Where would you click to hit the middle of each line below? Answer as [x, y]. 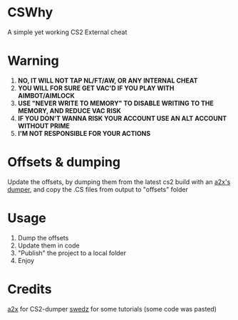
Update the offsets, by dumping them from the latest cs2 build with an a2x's [119, 181]
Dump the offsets [43, 238]
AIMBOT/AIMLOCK [46, 95]
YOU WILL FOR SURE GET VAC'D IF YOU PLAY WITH [96, 88]
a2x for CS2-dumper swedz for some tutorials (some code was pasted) [112, 309]
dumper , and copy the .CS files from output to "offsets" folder [98, 189]
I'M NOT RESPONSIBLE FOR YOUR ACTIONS [84, 133]
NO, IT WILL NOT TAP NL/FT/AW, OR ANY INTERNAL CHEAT [108, 80]
